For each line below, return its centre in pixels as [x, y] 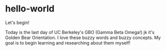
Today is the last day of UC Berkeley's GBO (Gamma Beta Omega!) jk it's [80, 32]
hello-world [30, 9]
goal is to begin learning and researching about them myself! [68, 42]
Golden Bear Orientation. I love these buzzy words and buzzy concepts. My [83, 37]
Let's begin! [17, 22]
